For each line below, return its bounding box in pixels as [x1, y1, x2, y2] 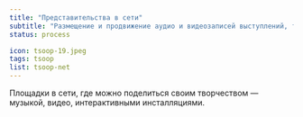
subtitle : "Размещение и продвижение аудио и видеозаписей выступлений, [9, 22, 289, 31]
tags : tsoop [9, 55, 54, 64]
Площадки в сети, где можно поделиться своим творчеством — [9, 87, 259, 98]
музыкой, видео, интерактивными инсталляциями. [9, 97, 206, 108]
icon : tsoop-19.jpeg [9, 46, 87, 55]
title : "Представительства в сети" [9, 13, 143, 22]
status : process [9, 30, 70, 39]
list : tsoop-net [9, 63, 70, 72]
